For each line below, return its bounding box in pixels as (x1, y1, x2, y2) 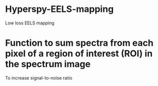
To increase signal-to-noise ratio (5, 75, 72, 81)
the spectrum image (5, 59, 91, 70)
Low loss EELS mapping (5, 20, 55, 26)
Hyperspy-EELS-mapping (5, 3, 114, 15)
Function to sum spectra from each (5, 37, 153, 49)
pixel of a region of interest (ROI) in (5, 48, 153, 59)
